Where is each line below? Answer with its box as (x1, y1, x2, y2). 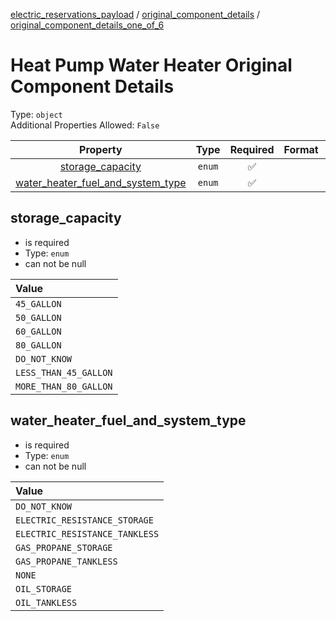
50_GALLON (15, 312, 62, 323)
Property (79, 142, 123, 156)
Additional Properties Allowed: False (10, 119, 160, 131)
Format (283, 142, 319, 156)
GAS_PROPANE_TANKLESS (15, 555, 118, 567)
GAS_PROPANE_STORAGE (15, 542, 113, 553)
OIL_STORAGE (15, 583, 73, 594)
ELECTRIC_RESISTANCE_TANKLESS (15, 528, 160, 539)
